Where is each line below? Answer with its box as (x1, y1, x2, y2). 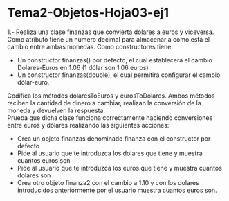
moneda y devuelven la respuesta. (7, 106, 106, 114)
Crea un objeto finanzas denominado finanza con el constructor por (17, 134, 211, 143)
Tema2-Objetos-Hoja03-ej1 (7, 5, 170, 21)
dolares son (17, 171, 51, 180)
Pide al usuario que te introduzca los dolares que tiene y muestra (17, 149, 203, 157)
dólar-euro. (17, 78, 50, 86)
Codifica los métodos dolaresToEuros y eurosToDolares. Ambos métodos (7, 91, 215, 100)
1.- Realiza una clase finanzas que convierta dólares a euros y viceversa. (7, 28, 214, 36)
